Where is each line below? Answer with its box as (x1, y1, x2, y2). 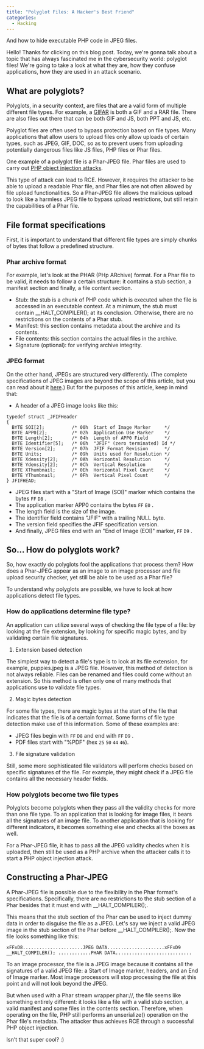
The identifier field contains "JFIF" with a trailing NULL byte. (15, 514, 166, 521)
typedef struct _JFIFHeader (6, 414, 78, 420)
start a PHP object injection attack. (6, 855, 93, 862)
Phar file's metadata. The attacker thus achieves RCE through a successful (6, 1017, 194, 1025)
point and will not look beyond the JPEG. (6, 980, 108, 987)
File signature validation (15, 750, 75, 757)
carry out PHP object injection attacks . (6, 164, 104, 172)
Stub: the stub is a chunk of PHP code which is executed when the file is (15, 296, 197, 303)
